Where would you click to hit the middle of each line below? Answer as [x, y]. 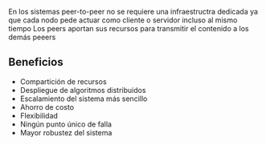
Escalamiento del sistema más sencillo [84, 99]
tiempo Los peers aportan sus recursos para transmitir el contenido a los [129, 28]
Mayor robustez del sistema [66, 132]
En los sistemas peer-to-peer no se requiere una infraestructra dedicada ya [133, 12]
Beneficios [36, 62]
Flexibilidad [39, 115]
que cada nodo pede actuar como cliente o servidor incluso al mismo [123, 20]
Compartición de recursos [63, 81]
